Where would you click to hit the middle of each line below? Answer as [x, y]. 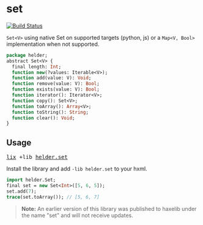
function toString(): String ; [50, 112]
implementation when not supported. [53, 44]
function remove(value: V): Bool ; [56, 84]
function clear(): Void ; [43, 118]
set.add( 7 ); [21, 191]
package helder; [27, 55]
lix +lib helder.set [37, 157]
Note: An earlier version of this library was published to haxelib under [109, 208]
